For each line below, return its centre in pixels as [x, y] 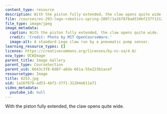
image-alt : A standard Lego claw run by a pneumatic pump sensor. [80, 42]
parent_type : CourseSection [34, 65]
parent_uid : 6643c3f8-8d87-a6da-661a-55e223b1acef [59, 70]
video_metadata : [22, 88]
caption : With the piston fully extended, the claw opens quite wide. [84, 33]
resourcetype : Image [27, 74]
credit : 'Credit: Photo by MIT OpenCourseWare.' [61, 38]
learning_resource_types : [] [35, 46]
